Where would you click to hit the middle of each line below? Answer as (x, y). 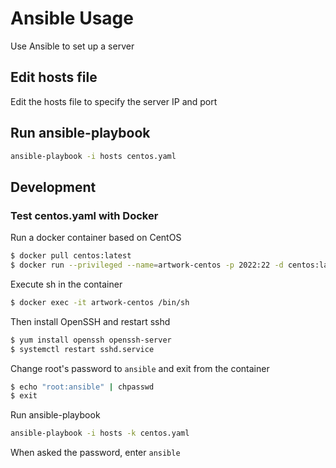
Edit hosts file (54, 77)
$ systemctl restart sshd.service (82, 349)
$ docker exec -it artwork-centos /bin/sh (100, 302)
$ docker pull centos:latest (71, 256)
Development (53, 187)
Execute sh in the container (66, 284)
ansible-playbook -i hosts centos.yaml (93, 156)
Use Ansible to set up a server (72, 46)
